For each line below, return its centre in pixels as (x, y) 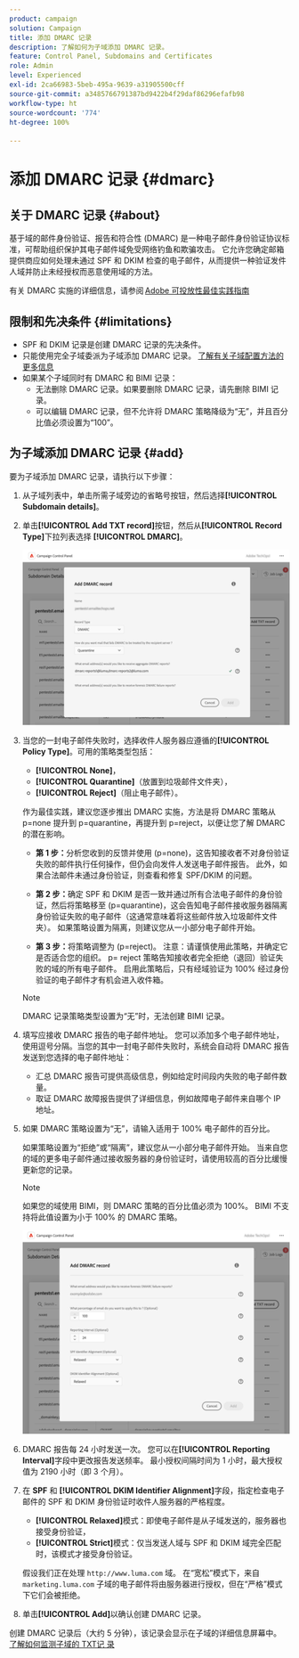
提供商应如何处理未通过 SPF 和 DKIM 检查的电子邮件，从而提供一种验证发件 (148, 261)
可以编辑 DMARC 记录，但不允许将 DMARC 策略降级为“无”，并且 (154, 411)
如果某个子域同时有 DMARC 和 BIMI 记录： (100, 378)
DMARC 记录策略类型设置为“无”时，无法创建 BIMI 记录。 (125, 1016)
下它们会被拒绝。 (53, 1595)
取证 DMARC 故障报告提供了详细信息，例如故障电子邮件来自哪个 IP (158, 1098)
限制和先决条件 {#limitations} (91, 321)
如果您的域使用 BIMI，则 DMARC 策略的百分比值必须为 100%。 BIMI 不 (152, 1205)
